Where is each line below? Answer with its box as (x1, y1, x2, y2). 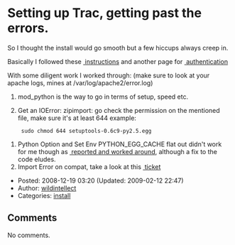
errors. (7, 20, 49, 36)
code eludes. (17, 155, 56, 163)
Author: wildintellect (17, 183, 77, 192)
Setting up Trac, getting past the (7, 5, 202, 21)
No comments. (7, 231, 51, 239)
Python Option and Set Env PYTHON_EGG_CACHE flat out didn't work (17, 140, 222, 148)
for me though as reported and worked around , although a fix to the (17, 147, 218, 156)
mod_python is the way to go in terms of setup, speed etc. (17, 92, 189, 101)
